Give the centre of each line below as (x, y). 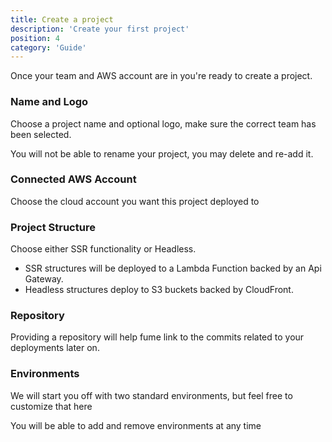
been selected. (41, 134)
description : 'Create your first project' (100, 29)
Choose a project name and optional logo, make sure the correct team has (163, 123)
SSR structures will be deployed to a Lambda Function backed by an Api (173, 268)
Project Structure (53, 227)
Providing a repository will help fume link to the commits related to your (157, 337)
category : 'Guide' (48, 47)
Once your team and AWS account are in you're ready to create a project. (161, 76)
